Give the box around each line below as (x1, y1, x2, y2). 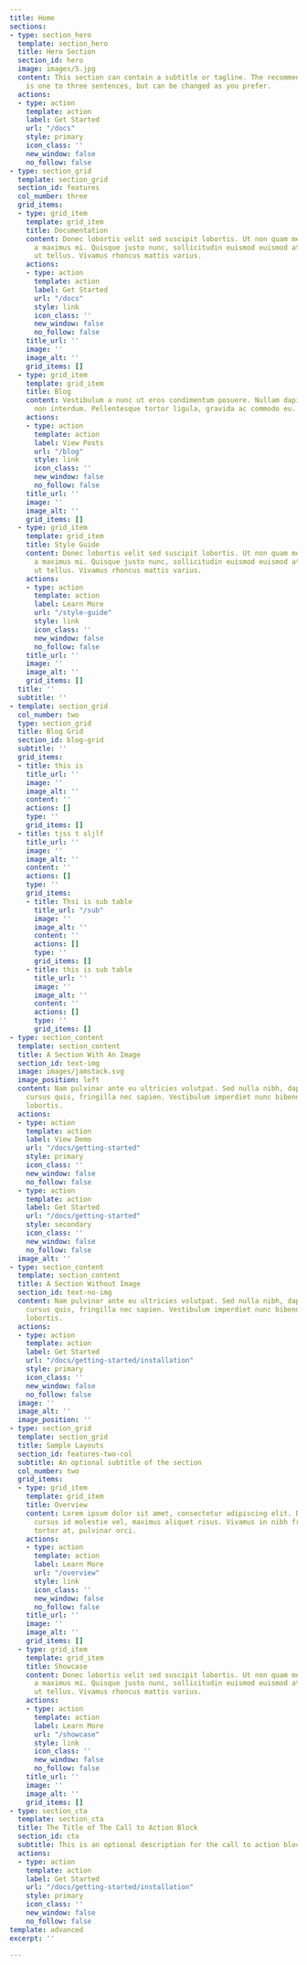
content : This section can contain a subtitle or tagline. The (17, 73, 263, 82)
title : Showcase (26, 1662, 89, 1671)
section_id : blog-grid (17, 736, 104, 745)
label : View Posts (33, 438, 104, 448)
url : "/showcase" (33, 1729, 101, 1739)
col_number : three (17, 192, 89, 201)
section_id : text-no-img (17, 1288, 112, 1298)
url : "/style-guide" (33, 609, 112, 618)
